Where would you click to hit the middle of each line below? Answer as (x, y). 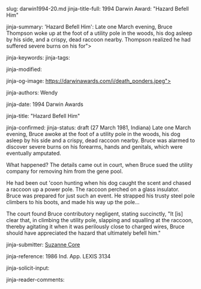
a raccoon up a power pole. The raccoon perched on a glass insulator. (93, 189)
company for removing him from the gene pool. (64, 171)
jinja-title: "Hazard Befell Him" (43, 116)
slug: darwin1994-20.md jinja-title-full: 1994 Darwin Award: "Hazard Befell (97, 9)
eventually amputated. (34, 153)
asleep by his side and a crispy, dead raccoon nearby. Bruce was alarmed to (100, 140)
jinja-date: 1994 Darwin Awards (45, 104)
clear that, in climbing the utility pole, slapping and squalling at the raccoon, (100, 220)
